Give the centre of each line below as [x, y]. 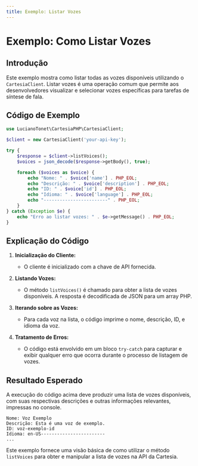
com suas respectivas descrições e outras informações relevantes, [89, 401]
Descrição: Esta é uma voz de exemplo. [56, 424]
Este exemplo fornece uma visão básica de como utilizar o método [88, 450]
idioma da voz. [42, 326]
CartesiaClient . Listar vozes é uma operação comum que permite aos [92, 84]
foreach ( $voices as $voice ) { [56, 172]
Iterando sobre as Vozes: [47, 308]
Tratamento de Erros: [42, 337]
